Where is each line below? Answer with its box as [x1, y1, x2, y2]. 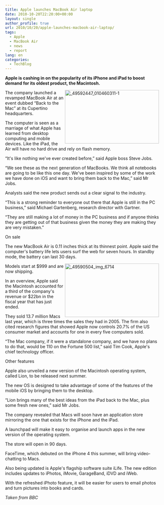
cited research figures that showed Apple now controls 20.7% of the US [5, 324, 150, 330]
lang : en [5, 52, 23, 58]
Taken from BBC [5, 495, 38, 501]
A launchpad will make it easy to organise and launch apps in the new [5, 426, 145, 433]
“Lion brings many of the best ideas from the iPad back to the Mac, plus [5, 397, 150, 403]
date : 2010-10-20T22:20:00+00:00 [5, 12, 73, 17]
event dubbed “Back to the [5, 100, 59, 106]
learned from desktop [5, 131, 49, 136]
